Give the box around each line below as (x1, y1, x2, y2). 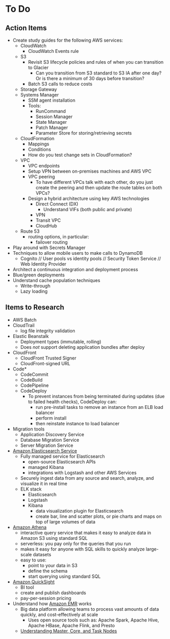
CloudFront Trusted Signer (20, 355, 77, 361)
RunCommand (35, 108, 66, 114)
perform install (35, 415, 67, 421)
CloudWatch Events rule (28, 48, 79, 54)
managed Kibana (28, 464, 64, 470)
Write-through (20, 283, 51, 289)
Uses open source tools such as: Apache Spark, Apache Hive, (28, 617, 159, 623)
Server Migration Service (20, 442, 73, 448)
